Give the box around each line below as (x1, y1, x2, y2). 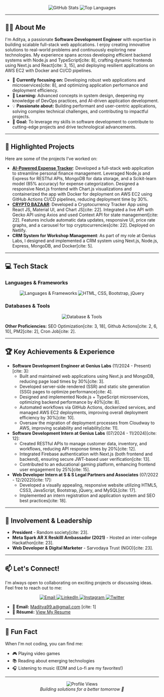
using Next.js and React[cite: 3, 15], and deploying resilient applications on (5, 62, 155, 68)
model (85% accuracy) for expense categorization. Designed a (12, 181, 139, 186)
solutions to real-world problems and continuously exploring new (5, 46, 136, 53)
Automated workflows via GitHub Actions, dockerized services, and (19, 405, 156, 410)
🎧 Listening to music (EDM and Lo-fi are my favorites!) (12, 665, 123, 671)
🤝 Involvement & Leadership (5, 516, 92, 525)
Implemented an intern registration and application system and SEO (19, 492, 155, 498)
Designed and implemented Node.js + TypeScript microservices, (19, 394, 150, 400)
